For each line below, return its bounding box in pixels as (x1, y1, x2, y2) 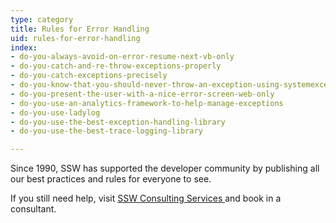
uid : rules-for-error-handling (10, 33, 141, 43)
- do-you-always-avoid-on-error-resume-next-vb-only (10, 52, 235, 62)
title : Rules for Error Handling (10, 24, 150, 34)
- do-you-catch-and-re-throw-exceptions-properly (10, 61, 222, 71)
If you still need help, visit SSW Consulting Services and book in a (10, 192, 282, 205)
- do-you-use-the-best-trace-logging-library (10, 126, 203, 136)
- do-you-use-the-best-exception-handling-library (10, 117, 226, 127)
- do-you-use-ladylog (10, 107, 101, 118)
